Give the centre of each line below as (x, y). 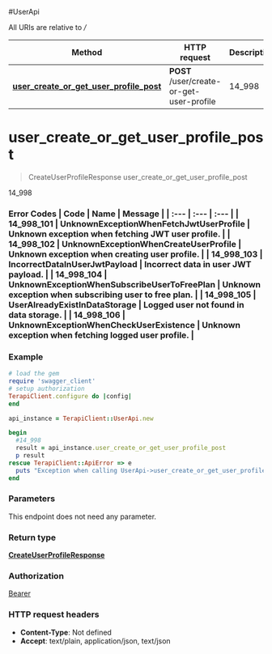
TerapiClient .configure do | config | (70, 396)
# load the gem (34, 374)
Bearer (19, 593)
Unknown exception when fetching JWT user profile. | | (119, 234)
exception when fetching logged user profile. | (101, 335)
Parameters (32, 499)
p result (30, 456)
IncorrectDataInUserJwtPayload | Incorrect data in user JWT (130, 264)
